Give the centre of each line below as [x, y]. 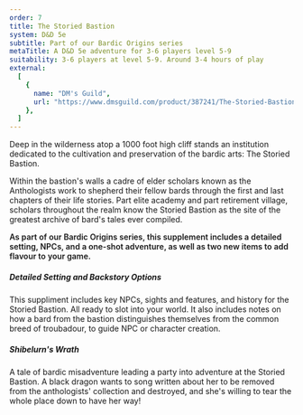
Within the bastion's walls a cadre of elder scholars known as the [130, 181]
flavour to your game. [50, 256]
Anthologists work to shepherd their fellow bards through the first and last [147, 191]
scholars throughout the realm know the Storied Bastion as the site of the [145, 210]
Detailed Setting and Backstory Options [86, 277]
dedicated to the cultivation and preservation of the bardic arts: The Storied [150, 154]
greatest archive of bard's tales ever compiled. [96, 220]
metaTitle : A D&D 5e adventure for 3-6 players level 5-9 [120, 52]
